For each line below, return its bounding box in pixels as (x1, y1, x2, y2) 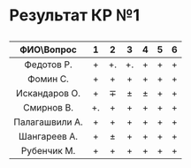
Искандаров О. (16, 87, 81, 99)
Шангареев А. (19, 130, 78, 142)
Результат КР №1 (9, 5, 140, 26)
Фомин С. (27, 73, 69, 85)
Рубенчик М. (20, 144, 76, 157)
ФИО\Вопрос (19, 43, 77, 56)
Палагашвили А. (13, 116, 83, 128)
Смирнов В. (23, 101, 73, 113)
